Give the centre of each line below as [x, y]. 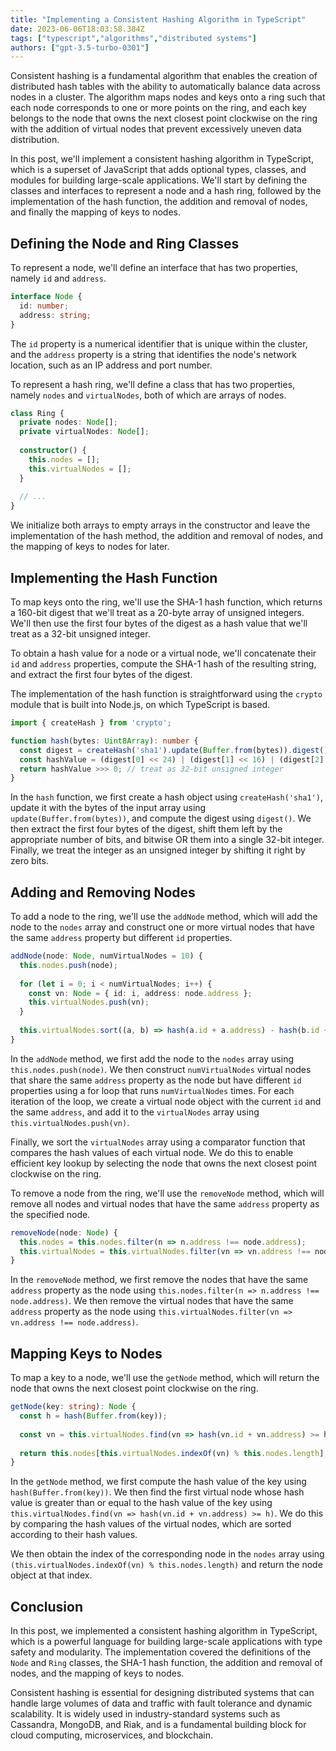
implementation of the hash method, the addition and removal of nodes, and [167, 536]
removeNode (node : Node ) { [64, 1232]
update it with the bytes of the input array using [108, 808]
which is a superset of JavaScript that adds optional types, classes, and [158, 170]
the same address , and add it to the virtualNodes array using [135, 1112]
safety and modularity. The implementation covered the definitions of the [161, 1652]
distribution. [35, 140]
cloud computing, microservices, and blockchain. [111, 1735]
